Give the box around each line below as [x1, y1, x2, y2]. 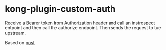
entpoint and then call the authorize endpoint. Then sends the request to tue [5, 25, 161, 30]
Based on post [5, 39, 35, 45]
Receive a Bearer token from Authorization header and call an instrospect [5, 20, 155, 25]
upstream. [5, 30, 26, 36]
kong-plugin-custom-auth [5, 3, 116, 15]
